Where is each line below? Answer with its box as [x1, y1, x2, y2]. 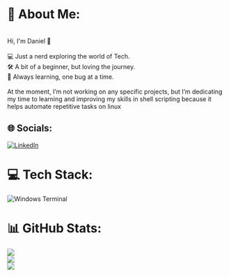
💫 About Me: [7, 6, 81, 22]
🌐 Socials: [7, 122, 53, 135]
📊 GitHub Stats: [7, 220, 102, 236]
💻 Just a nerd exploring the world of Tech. [7, 52, 130, 60]
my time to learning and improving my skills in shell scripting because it [7, 94, 212, 103]
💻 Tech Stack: [7, 167, 93, 182]
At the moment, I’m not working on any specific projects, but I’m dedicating [7, 87, 223, 96]
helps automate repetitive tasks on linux [7, 102, 122, 110]
